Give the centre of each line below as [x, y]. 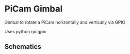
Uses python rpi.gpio [25, 31]
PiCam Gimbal [33, 9]
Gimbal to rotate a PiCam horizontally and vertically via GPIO [65, 22]
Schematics [23, 47]
